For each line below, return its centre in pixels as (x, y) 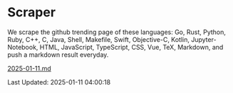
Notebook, (23, 47)
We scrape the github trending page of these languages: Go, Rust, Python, (117, 32)
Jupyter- (204, 39)
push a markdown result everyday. (58, 55)
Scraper (31, 12)
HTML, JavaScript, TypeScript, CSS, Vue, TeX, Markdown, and (131, 47)
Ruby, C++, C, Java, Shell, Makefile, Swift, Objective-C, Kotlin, (99, 39)
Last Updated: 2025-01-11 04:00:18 (59, 82)
